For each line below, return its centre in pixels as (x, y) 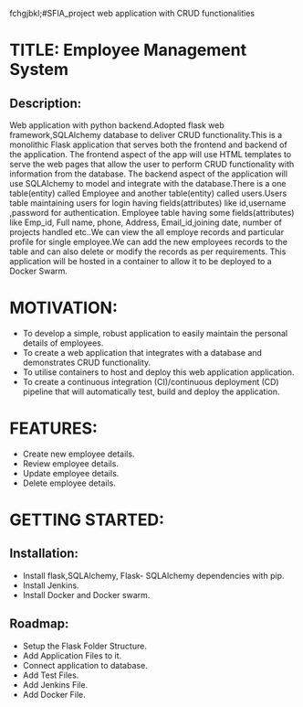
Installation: (44, 554)
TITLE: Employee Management (128, 50)
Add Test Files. (51, 675)
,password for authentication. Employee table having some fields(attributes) (152, 213)
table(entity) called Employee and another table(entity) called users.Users (148, 193)
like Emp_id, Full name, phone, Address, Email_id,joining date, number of (146, 222)
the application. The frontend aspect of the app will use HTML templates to (151, 154)
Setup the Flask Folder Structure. (85, 646)
